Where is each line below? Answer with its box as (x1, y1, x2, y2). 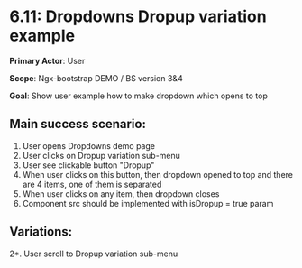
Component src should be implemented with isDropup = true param (22, 198, 274, 208)
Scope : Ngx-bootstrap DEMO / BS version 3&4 (9, 72, 183, 83)
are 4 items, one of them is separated (22, 179, 162, 189)
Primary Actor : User (9, 55, 86, 66)
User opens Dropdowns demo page (22, 140, 156, 151)
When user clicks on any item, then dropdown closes (22, 188, 220, 199)
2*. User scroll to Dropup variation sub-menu (9, 248, 178, 259)
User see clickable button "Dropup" (22, 160, 155, 171)
